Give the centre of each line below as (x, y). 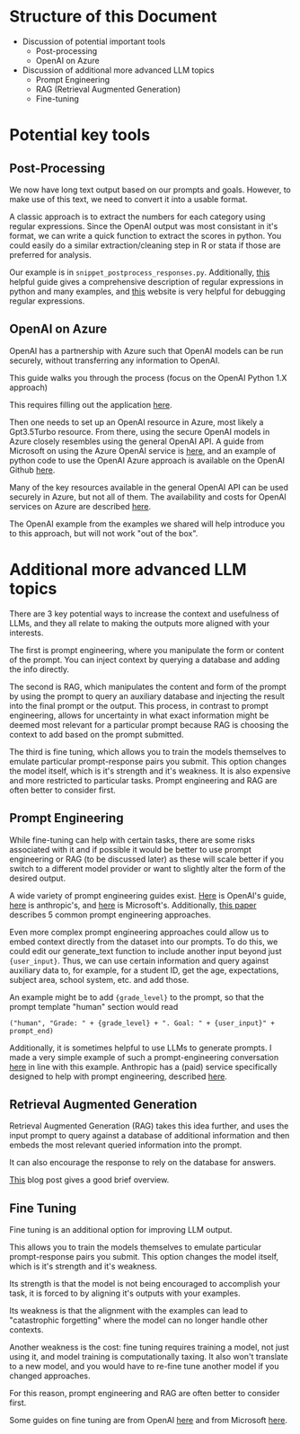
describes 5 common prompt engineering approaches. (110, 915)
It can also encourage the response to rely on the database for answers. (143, 1163)
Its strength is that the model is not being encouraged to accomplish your (145, 1284)
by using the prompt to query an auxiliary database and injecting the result (147, 696)
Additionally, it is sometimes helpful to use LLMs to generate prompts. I (141, 1048)
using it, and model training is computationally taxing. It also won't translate (149, 1357)
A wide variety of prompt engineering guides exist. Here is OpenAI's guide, (148, 895)
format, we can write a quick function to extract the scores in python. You (146, 235)
